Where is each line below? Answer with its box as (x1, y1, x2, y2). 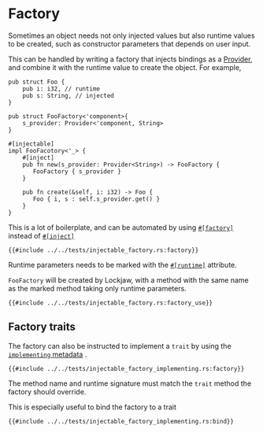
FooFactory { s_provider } (32, 167, 122, 176)
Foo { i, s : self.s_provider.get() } (32, 194, 160, 203)
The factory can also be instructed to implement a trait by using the (8, 341, 232, 350)
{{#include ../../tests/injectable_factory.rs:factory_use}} (8, 298, 213, 307)
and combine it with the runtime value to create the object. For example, (8, 62, 242, 72)
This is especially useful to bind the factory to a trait (8, 402, 177, 412)
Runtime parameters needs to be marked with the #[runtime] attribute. (8, 260, 238, 269)
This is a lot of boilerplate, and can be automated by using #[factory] (8, 222, 234, 232)
